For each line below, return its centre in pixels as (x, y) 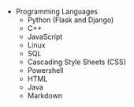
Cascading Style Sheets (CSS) (76, 62)
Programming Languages (57, 11)
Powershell (45, 70)
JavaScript (45, 36)
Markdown (45, 96)
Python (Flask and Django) (71, 20)
